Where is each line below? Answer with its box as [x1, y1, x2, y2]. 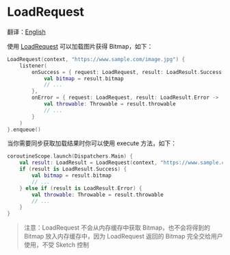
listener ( [19, 62, 48, 69]
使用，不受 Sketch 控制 [23, 241, 89, 249]
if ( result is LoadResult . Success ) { [19, 166, 127, 173]
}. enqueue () [7, 126, 41, 133]
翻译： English [7, 27, 46, 36]
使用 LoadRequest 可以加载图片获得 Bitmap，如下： [7, 42, 153, 50]
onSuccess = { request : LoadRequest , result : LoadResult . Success [31, 69, 222, 75]
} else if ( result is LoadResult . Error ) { [19, 184, 142, 192]
